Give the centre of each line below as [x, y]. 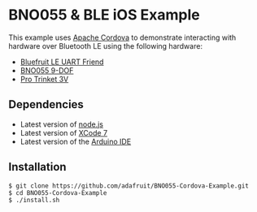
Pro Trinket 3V [44, 79]
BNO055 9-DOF [47, 70]
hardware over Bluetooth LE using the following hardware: [106, 45]
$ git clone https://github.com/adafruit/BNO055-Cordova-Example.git [129, 186]
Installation [37, 167]
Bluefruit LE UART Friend [62, 62]
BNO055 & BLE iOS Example [105, 15]
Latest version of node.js [62, 124]
